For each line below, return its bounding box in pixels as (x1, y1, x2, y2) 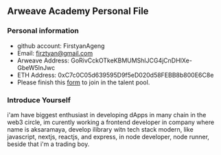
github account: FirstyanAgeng (16, 41, 105, 50)
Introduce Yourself (7, 95, 71, 105)
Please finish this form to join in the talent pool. (16, 78, 150, 86)
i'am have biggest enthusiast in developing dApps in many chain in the (7, 110, 207, 119)
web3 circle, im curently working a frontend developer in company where (7, 118, 215, 126)
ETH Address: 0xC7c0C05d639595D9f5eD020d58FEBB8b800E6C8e (16, 71, 214, 79)
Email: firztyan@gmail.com (16, 49, 93, 57)
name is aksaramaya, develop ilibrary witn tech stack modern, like (7, 125, 194, 133)
